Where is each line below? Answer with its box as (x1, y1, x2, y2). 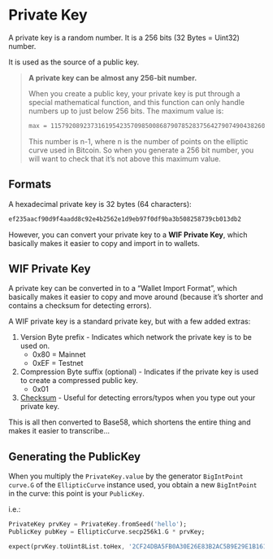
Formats (8, 178, 51, 191)
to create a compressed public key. (19, 376, 138, 385)
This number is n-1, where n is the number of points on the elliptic (28, 136, 249, 146)
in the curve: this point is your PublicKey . (8, 489, 145, 499)
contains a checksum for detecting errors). (8, 301, 152, 310)
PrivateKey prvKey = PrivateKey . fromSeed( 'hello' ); (8, 520, 187, 529)
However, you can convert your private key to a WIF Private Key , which (8, 230, 248, 240)
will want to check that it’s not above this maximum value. (28, 153, 221, 164)
